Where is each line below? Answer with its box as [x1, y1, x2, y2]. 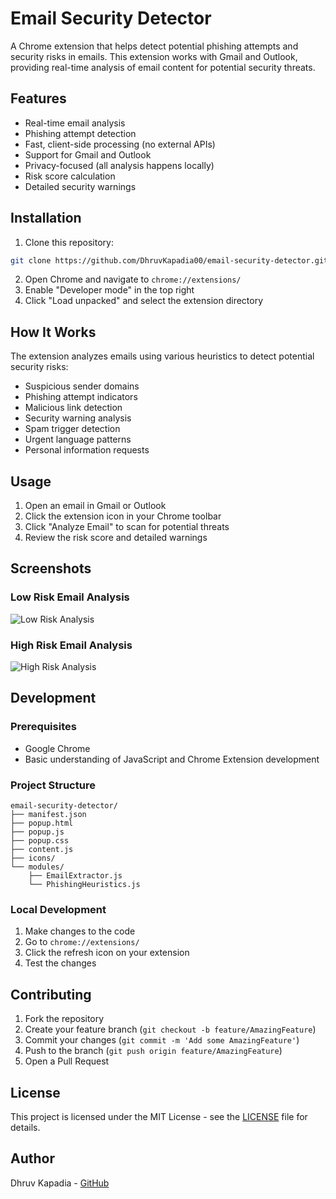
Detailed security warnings [24, 180, 137, 192]
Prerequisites [10, 720, 77, 734]
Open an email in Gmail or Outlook [24, 500, 167, 512]
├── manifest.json [10, 810, 87, 820]
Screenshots [10, 560, 92, 577]
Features [10, 90, 67, 107]
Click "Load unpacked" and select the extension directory [24, 295, 264, 307]
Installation [10, 210, 82, 227]
